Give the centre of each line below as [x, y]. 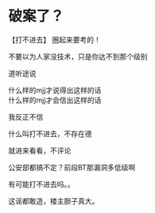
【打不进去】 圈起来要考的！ [54, 40]
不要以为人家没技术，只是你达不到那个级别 [78, 56]
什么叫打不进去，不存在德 [50, 133]
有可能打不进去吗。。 [41, 184]
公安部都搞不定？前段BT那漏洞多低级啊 [72, 167]
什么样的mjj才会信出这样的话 [55, 100]
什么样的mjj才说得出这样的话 [55, 90]
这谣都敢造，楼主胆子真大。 [54, 201]
